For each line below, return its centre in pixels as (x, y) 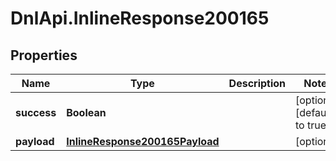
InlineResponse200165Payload (143, 141)
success (36, 112)
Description (257, 83)
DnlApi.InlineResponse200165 (140, 18)
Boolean (86, 112)
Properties (44, 55)
